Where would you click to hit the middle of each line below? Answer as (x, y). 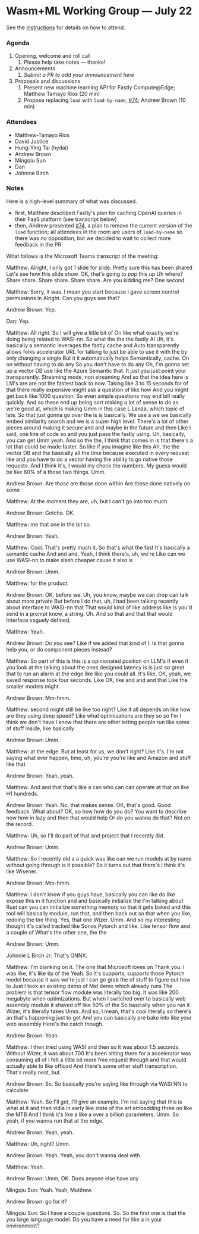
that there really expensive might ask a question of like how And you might (97, 389)
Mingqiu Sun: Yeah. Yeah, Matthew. (50, 1190)
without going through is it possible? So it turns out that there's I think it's (96, 865)
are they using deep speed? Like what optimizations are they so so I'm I (94, 715)
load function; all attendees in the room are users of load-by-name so (99, 232)
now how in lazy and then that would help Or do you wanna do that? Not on (98, 818)
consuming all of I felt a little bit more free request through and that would (96, 1060)
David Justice (31, 141)
